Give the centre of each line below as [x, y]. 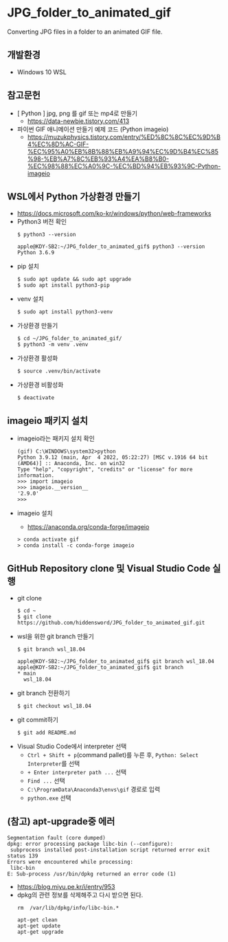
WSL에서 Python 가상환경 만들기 [74, 196]
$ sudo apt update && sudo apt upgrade [74, 280]
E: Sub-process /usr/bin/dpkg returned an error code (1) [92, 874]
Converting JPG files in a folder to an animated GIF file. [85, 32]
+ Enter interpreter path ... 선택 [77, 772]
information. [36, 475]
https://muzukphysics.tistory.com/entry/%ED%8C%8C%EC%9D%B [124, 137]
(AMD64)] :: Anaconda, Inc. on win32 [71, 464]
